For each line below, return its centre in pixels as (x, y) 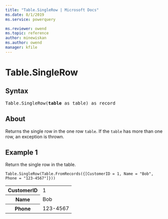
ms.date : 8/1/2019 (25, 15)
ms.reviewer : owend (26, 28)
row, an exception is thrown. (35, 136)
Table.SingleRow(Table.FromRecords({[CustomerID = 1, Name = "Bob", (79, 174)
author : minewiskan (26, 38)
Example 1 (22, 152)
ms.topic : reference (27, 33)
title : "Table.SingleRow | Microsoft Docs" (52, 10)
